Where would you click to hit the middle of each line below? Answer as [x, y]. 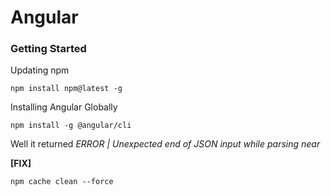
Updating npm [40, 70]
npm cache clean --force [62, 182]
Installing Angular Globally [64, 107]
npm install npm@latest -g [66, 89]
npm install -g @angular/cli [71, 126]
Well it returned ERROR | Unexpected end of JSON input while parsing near [165, 144]
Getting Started [48, 49]
